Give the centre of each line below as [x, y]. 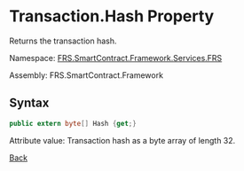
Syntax [29, 103]
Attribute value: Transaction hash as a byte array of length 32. [122, 140]
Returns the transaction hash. [63, 41]
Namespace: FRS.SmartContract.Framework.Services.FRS [116, 58]
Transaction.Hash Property [112, 16]
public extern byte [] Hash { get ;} [73, 123]
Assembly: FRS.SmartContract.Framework [87, 75]
